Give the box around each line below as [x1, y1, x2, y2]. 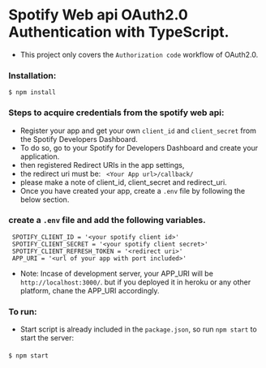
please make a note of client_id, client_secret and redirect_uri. [19, 177, 227, 187]
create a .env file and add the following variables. [8, 215, 206, 226]
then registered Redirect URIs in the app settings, [19, 160, 185, 169]
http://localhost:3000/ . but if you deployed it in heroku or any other [19, 277, 251, 287]
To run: [8, 306, 38, 317]
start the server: [19, 333, 75, 343]
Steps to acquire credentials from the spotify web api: [8, 107, 225, 118]
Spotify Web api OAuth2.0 [8, 6, 188, 24]
